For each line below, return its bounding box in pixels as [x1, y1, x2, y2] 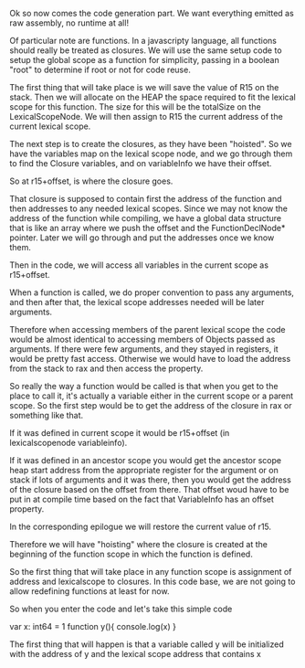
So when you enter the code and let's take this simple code [9, 603, 233, 614]
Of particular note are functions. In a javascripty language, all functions [9, 36, 277, 46]
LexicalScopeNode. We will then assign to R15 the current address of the [9, 111, 283, 122]
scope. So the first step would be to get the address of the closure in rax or [9, 400, 292, 410]
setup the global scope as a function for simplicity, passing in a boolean [9, 55, 280, 65]
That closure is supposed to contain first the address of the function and [9, 194, 282, 204]
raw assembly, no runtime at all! [9, 17, 130, 28]
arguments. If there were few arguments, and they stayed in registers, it [9, 344, 279, 355]
